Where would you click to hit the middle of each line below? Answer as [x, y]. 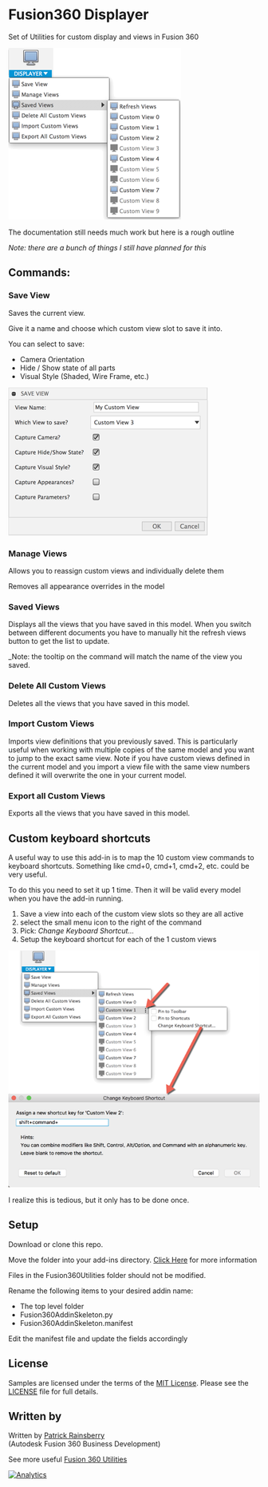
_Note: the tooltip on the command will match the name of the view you [125, 657]
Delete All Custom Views [57, 686]
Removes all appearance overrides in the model [87, 586]
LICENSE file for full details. [53, 1391]
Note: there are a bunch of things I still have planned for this [107, 247]
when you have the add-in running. [66, 898]
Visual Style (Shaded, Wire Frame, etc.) [84, 376]
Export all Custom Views [57, 795]
